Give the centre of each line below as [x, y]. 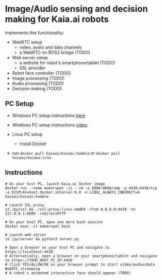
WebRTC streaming [23, 269]
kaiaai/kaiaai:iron [32, 158]
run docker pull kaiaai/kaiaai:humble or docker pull [66, 153]
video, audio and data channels [51, 47]
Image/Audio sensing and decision [76, 9]
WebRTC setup [27, 42]
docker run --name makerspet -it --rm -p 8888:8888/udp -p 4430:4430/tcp [81, 188]
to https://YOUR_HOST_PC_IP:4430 [39, 260]
